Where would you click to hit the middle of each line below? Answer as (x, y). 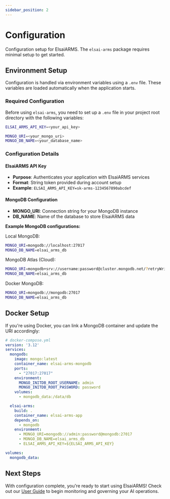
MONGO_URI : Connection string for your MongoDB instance (75, 211)
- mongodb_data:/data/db (45, 397)
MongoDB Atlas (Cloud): (31, 260)
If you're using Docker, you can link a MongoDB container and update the (82, 325)
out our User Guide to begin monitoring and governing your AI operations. (82, 491)
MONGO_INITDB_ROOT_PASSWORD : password (59, 387)
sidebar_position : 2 (27, 10)
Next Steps (23, 473)
